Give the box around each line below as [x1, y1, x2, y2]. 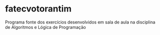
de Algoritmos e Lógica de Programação [5, 24, 86, 30]
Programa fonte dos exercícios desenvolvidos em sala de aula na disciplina [5, 19, 156, 25]
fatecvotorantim [5, 3, 72, 14]
